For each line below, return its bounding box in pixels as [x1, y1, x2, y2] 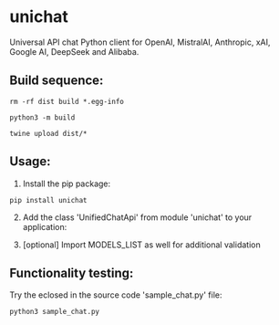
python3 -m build [9, 112, 76, 122]
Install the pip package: [22, 178, 111, 189]
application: [22, 221, 67, 232]
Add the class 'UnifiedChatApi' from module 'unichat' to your [22, 212, 253, 223]
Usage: [9, 153, 52, 170]
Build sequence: [9, 73, 104, 89]
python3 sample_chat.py [9, 308, 100, 317]
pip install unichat [9, 195, 88, 204]
